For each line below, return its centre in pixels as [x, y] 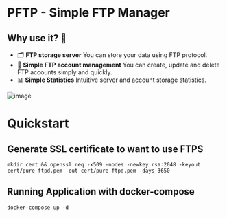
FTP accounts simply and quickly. [64, 72]
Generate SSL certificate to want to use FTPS [105, 149]
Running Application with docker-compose [101, 192]
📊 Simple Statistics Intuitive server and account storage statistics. [112, 80]
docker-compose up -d [38, 208]
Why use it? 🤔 [37, 38]
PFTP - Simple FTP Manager [88, 13]
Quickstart [38, 123]
